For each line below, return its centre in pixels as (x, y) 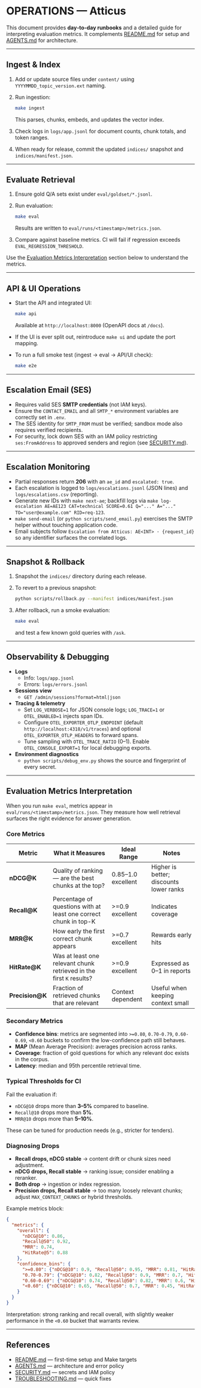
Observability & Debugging (58, 657)
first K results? (73, 978)
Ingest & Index (33, 65)
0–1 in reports (171, 970)
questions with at (77, 906)
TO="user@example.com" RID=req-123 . (60, 512)
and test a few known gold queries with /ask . (70, 633)
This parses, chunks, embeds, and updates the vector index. (89, 119)
